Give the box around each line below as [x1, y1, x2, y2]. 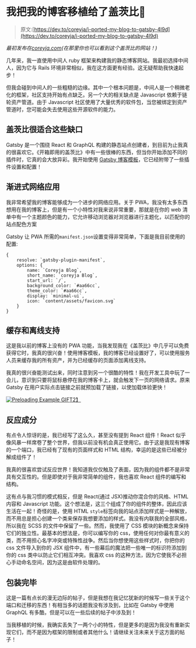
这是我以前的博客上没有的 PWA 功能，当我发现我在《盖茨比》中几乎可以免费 [6, 342, 190, 349]
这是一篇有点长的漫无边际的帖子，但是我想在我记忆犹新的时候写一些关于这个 [6, 594, 190, 601]
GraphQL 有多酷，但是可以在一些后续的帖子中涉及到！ [6, 609, 136, 616]
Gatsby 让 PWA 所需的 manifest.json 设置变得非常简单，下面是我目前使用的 [6, 233, 185, 240]
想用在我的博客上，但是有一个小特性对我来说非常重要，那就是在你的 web [6, 206, 181, 213]
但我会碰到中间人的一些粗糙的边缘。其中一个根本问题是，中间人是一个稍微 [6, 84, 185, 91]
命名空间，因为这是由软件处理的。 [21, 559, 103, 566]
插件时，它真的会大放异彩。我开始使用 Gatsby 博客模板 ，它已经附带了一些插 [6, 156, 190, 163]
